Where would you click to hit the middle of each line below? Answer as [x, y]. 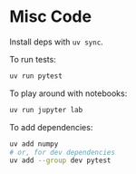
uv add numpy [34, 144]
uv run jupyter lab [46, 110]
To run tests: [33, 59]
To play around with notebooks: [68, 93]
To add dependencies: [51, 127]
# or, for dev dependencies [63, 152]
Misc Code [51, 17]
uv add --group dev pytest [60, 160]
